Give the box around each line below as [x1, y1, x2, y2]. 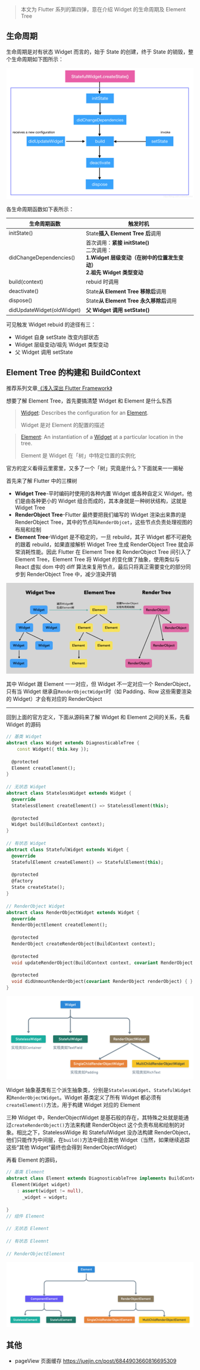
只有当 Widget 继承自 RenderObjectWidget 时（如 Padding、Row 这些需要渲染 [6, 688, 192, 695]
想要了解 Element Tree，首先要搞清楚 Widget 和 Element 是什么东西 [6, 397, 172, 404]
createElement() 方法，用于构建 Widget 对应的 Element [6, 1101, 140, 1109]
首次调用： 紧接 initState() [86, 239, 150, 246]
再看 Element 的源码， [6, 1156, 61, 1163]
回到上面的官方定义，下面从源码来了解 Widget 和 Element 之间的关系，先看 [6, 714, 190, 721]
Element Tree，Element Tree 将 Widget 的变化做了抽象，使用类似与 [14, 556, 180, 563]
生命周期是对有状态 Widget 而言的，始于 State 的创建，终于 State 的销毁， [6, 48, 189, 55]
